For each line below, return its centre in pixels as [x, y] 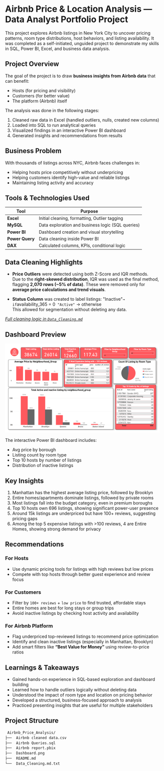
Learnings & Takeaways [42, 667]
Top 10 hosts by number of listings [47, 460]
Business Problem [33, 151]
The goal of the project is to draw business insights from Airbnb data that [80, 76]
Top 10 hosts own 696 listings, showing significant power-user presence [85, 508]
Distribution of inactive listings [43, 465]
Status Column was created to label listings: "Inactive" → [69, 299]
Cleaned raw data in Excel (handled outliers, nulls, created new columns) [86, 120]
